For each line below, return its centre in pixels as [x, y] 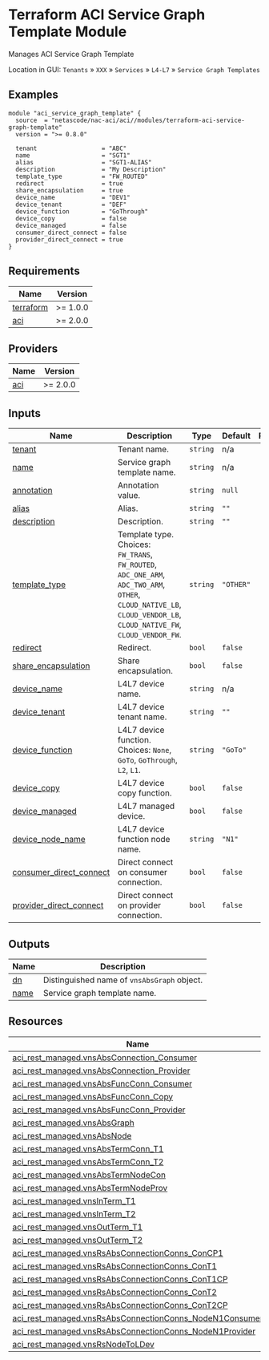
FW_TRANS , [135, 555]
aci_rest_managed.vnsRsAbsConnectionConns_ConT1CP [120, 1279]
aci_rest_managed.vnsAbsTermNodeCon [89, 1175]
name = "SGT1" [73, 155]
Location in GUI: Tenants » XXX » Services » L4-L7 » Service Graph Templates [134, 69]
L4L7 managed [146, 806]
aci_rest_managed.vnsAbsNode [72, 1135]
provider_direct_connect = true [70, 239]
